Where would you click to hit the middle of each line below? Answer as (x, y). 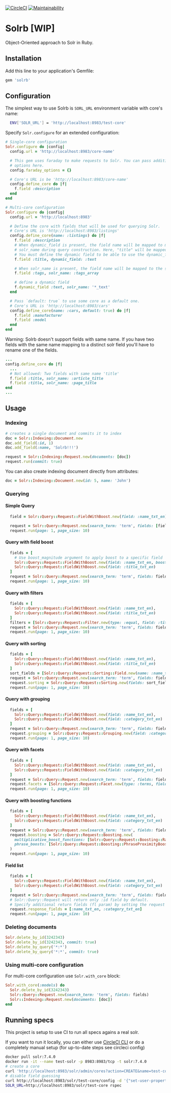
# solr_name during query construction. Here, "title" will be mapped (91, 250)
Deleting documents (31, 927)
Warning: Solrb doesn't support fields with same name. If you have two (80, 339)
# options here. (27, 166)
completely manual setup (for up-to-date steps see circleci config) (75, 1048)
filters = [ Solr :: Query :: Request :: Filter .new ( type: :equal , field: (83, 622)
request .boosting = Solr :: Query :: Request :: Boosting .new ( (72, 835)
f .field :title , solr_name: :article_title (56, 378)
